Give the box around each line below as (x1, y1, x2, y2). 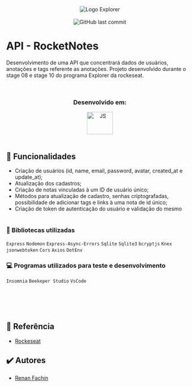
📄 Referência (6, 321, 55, 332)
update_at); (14, 174, 43, 181)
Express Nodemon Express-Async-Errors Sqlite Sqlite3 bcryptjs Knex (6, 241, 172, 247)
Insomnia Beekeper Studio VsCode (6, 278, 87, 284)
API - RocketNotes (6, 39, 99, 53)
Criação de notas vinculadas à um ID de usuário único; (14, 186, 149, 193)
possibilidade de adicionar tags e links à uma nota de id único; (14, 199, 168, 206)
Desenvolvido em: (73, 98, 127, 106)
